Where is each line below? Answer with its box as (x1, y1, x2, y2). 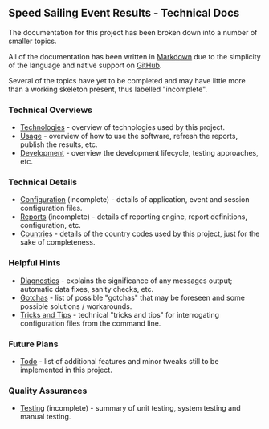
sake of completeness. (19, 237, 96, 247)
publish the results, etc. (19, 140, 98, 149)
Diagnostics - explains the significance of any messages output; (19, 276, 233, 285)
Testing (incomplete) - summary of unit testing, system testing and (19, 403, 241, 413)
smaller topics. (8, 36, 57, 46)
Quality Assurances (8, 385, 88, 396)
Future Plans (8, 338, 59, 350)
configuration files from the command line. (19, 318, 161, 328)
